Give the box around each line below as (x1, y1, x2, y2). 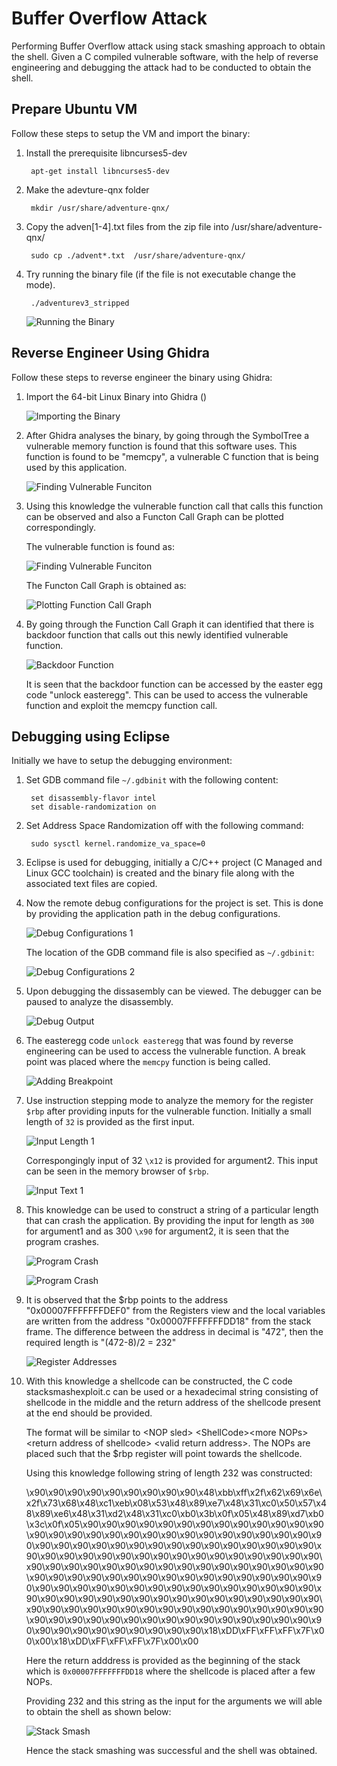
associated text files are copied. (25, 878, 158, 890)
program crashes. (25, 1236, 100, 1248)
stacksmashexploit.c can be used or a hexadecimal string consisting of (25, 1386, 319, 1398)
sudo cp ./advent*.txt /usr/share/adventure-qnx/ (30, 250, 246, 261)
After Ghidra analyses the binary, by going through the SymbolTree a (25, 429, 310, 441)
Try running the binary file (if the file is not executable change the (25, 268, 296, 280)
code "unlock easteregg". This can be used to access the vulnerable (25, 688, 309, 701)
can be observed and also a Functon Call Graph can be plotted (25, 510, 284, 522)
